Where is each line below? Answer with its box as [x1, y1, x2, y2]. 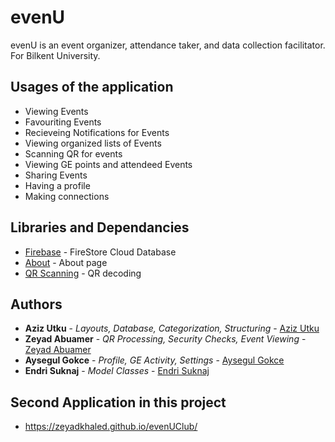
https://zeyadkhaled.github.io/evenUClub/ [24, 421, 198, 433]
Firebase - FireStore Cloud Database [24, 246, 177, 258]
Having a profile [24, 179, 91, 191]
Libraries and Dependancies [10, 219, 190, 236]
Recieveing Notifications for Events [24, 126, 170, 138]
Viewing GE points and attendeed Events [24, 158, 193, 170]
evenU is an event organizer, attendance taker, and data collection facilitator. [10, 39, 326, 51]
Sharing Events [24, 169, 88, 181]
